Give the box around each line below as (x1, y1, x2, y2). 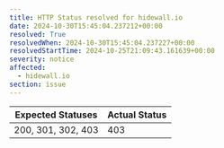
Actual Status (107, 109, 167, 121)
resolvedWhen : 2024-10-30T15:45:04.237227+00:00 (9, 38, 195, 48)
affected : (9, 64, 47, 73)
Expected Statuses (14, 109, 98, 121)
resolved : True (9, 30, 67, 39)
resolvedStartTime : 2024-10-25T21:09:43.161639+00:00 (9, 47, 216, 56)
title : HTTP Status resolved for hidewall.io (9, 13, 183, 22)
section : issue (9, 80, 67, 89)
